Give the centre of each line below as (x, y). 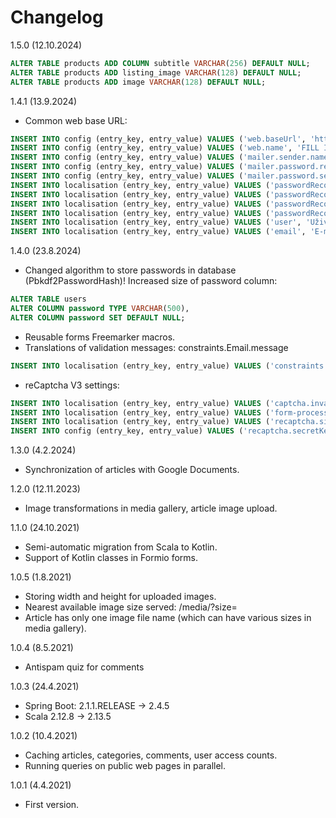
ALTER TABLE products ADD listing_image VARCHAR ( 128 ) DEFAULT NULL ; (156, 72)
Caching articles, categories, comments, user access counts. (151, 755)
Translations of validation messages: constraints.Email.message (156, 347)
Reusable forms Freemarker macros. (100, 337)
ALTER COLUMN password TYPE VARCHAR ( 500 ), (100, 309)
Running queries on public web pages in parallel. (125, 766)
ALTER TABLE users (48, 299)
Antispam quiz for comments (84, 667)
